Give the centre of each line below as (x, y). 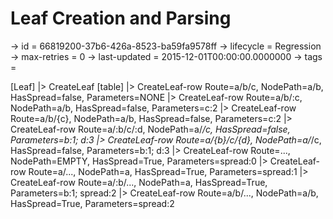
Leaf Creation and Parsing (121, 18)
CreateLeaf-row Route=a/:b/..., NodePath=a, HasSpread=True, (139, 182)
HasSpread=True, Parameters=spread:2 (92, 203)
